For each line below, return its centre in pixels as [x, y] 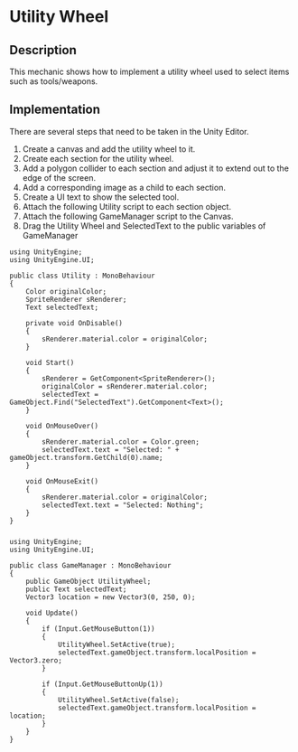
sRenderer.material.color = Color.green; [121, 442]
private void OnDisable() [74, 323]
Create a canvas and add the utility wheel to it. [109, 149]
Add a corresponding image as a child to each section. [124, 187]
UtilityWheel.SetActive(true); [116, 644]
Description [43, 50]
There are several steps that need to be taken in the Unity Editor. [129, 131]
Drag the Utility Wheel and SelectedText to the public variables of [144, 226]
